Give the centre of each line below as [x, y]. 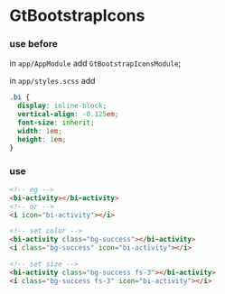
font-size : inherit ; [56, 123]
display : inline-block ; [62, 106]
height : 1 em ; [42, 139]
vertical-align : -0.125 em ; [68, 115]
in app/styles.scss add [52, 81]
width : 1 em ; [40, 131]
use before [34, 44]
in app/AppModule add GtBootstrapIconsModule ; [95, 63]
